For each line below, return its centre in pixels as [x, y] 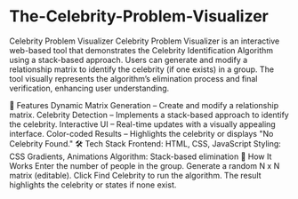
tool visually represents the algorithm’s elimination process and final [133, 78]
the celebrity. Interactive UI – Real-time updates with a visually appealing [142, 124]
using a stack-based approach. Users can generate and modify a [129, 60]
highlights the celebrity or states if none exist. [93, 185]
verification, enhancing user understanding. [89, 88]
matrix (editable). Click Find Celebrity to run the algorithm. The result [135, 175]
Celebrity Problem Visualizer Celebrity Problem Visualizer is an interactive [145, 41]
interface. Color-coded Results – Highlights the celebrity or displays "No [141, 133]
